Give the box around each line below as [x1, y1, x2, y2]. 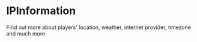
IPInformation [6, 4, 76, 18]
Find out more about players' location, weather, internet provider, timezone [6, 24, 191, 31]
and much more [6, 30, 46, 37]
